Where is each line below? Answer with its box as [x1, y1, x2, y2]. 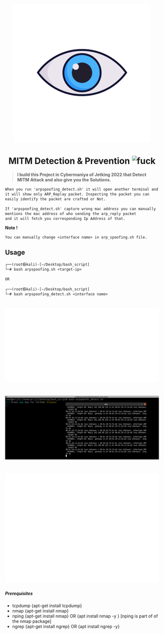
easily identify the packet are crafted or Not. [5, 197, 106, 202]
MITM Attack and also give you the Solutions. [17, 177, 111, 183]
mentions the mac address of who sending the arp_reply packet [5, 212, 137, 217]
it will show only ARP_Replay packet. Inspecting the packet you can [5, 192, 150, 197]
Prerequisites [5, 590, 33, 596]
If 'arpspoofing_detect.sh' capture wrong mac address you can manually [5, 207, 156, 212]
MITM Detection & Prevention [8, 155, 130, 167]
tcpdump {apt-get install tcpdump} [12, 603, 82, 609]
